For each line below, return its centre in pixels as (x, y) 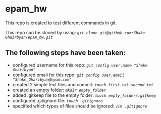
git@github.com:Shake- (123, 33)
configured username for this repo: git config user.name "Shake (80, 65)
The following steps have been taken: (66, 53)
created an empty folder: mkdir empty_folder (59, 90)
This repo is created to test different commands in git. (61, 23)
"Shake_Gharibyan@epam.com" (42, 79)
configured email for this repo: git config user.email (68, 75)
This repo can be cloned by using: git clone (51, 32)
